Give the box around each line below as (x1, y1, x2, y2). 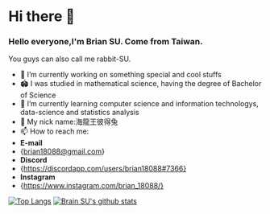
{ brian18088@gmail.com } (19, 146, 105, 156)
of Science (19, 90, 56, 100)
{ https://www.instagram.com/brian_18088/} (19, 181, 164, 191)
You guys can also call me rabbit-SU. (8, 54, 131, 64)
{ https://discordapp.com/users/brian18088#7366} (19, 164, 187, 174)
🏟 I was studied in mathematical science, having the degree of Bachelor (19, 79, 262, 88)
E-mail (19, 138, 43, 148)
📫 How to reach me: (19, 126, 89, 136)
